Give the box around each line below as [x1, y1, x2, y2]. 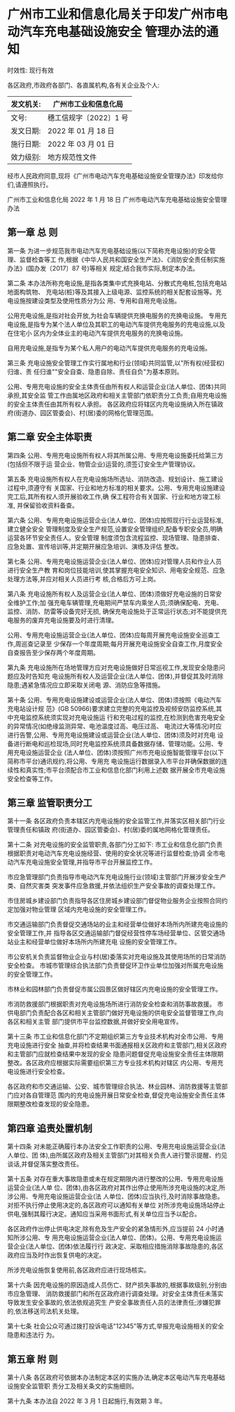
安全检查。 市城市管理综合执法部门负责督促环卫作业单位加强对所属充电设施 [7, 961, 224, 970]
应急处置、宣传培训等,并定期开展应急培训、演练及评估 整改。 [7, 542, 183, 550]
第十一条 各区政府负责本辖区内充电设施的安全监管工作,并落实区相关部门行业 [7, 817, 225, 825]
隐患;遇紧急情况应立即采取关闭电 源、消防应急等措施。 [7, 681, 164, 689]
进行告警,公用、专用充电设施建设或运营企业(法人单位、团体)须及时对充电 [7, 731, 216, 739]
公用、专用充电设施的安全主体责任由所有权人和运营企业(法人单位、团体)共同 [7, 382, 227, 391]
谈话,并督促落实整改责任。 [7, 1160, 83, 1168]
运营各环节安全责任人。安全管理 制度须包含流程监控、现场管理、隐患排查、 [7, 534, 224, 542]
